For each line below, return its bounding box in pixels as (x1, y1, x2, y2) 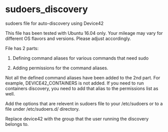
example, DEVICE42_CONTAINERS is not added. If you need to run (5, 80, 144, 86)
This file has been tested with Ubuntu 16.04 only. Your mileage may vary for (5, 30, 163, 36)
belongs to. (5, 121, 29, 127)
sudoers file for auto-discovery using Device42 (5, 20, 104, 26)
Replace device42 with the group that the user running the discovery (5, 115, 149, 122)
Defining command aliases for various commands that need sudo (12, 55, 149, 61)
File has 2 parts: (5, 45, 39, 51)
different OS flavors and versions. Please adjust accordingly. (5, 35, 132, 41)
